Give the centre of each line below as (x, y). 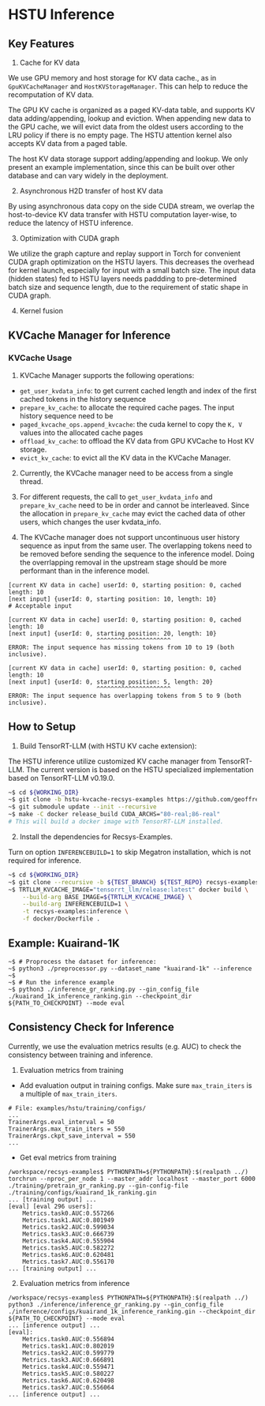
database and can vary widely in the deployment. (88, 176)
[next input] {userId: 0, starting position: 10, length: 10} (112, 599)
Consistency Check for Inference (91, 1027)
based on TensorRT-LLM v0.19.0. (62, 778)
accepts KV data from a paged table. (68, 143)
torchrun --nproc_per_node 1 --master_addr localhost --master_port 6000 (132, 1179)
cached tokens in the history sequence (83, 399)
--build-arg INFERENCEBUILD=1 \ (75, 904)
